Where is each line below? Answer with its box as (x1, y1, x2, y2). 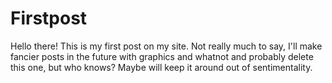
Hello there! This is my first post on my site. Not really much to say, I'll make (10, 40, 323, 52)
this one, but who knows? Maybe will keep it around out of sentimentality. (10, 61, 313, 73)
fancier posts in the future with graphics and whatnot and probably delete (10, 50, 314, 62)
